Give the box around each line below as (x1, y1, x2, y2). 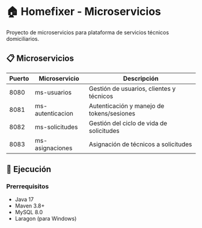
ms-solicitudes (35, 123, 78, 131)
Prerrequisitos (6, 182, 49, 191)
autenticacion (35, 109, 73, 117)
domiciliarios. (6, 35, 40, 42)
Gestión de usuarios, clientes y (88, 84, 176, 93)
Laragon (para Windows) (14, 215, 77, 223)
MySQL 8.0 (14, 209, 43, 216)
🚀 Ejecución (6, 164, 52, 174)
